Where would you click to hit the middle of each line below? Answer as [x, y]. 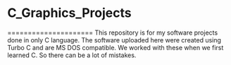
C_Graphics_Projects [69, 13]
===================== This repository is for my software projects [113, 32]
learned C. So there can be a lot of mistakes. [72, 55]
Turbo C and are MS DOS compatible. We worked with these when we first [115, 47]
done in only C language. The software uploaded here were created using [114, 40]
